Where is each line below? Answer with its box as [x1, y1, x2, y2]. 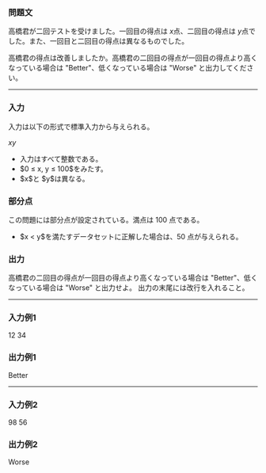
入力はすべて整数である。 [19, 154, 103, 163]
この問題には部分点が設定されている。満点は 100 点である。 [8, 215, 204, 224]
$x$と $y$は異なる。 [19, 174, 89, 183]
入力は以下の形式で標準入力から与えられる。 [8, 121, 154, 132]
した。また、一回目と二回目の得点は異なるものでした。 [8, 36, 188, 46]
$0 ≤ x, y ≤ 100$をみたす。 [19, 164, 108, 174]
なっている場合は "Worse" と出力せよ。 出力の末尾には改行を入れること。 [8, 283, 249, 292]
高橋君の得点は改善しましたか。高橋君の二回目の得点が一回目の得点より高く [8, 53, 258, 63]
